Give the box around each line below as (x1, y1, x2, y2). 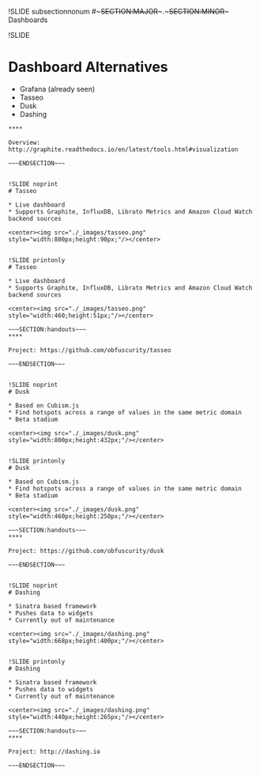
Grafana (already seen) (19, 84, 96, 93)
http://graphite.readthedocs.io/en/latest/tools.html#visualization (8, 146, 239, 153)
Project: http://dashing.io (8, 748, 101, 755)
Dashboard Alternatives (8, 59, 168, 76)
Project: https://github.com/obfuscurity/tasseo (8, 346, 171, 354)
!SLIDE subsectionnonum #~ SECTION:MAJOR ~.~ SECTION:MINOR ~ (8, 7, 230, 16)
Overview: (8, 138, 41, 146)
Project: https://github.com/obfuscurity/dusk (8, 547, 164, 555)
